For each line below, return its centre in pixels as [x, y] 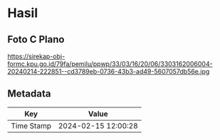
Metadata [29, 94]
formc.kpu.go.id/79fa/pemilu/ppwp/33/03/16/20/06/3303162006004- [110, 64]
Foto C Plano [36, 39]
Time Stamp [31, 126]
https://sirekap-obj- [36, 56]
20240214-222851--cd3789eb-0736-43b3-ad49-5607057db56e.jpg [109, 71]
